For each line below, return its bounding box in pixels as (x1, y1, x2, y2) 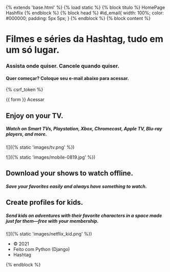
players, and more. (6, 131, 48, 138)
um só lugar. (6, 44, 60, 56)
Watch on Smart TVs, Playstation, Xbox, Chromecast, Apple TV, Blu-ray (6, 126, 163, 132)
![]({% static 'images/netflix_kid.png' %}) (6, 231, 92, 237)
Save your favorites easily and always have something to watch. (6, 183, 147, 189)
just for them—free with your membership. (6, 218, 99, 224)
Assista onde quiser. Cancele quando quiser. (6, 63, 120, 70)
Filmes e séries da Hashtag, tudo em (6, 33, 163, 45)
